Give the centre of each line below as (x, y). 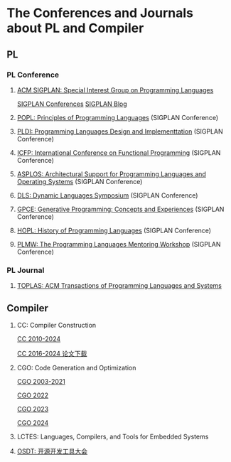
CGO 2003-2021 (41, 381)
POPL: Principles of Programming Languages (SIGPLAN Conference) (117, 117)
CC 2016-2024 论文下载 (52, 353)
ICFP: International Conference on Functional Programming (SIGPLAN (119, 152)
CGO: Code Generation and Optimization (76, 367)
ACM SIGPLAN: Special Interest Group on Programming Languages (115, 90)
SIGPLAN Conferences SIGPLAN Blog (72, 104)
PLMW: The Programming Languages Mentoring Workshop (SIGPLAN (119, 244)
